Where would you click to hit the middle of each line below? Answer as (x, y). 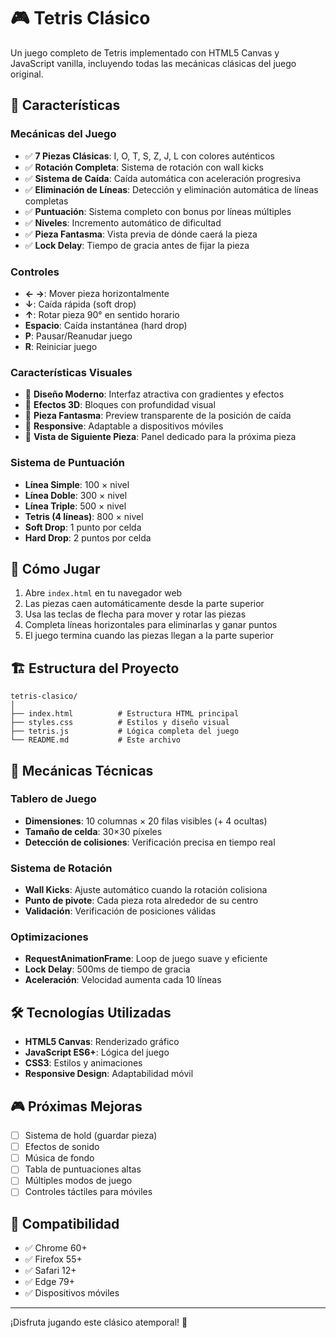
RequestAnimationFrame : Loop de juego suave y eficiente (146, 959)
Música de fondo (59, 1158)
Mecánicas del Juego (63, 134)
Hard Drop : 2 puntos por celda (88, 537)
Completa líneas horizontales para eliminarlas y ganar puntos (151, 625)
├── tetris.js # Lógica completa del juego (125, 731)
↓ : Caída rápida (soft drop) (80, 304)
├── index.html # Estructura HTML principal (125, 714)
